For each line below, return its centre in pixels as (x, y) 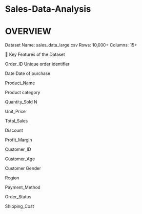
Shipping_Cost (20, 206)
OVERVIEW (28, 32)
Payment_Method (23, 188)
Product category (23, 93)
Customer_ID (18, 149)
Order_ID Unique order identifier (37, 64)
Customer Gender (23, 168)
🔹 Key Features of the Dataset (35, 54)
